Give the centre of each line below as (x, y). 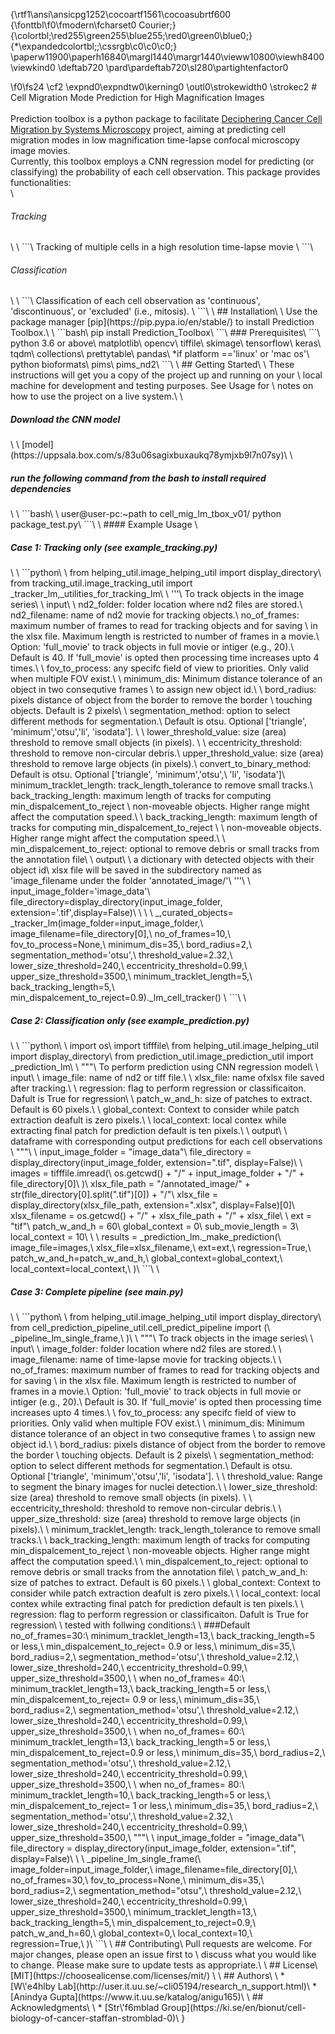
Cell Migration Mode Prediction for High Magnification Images (137, 97)
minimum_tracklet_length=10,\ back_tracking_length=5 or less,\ (140, 1795)
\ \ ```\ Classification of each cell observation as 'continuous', (135, 301)
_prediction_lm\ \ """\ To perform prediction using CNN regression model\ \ (164, 1067)
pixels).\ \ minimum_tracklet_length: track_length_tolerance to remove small (165, 1530)
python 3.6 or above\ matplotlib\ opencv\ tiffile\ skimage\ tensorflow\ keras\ (166, 343)
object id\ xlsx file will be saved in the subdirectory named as (136, 870)
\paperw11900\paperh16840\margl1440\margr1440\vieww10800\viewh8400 (167, 57)
